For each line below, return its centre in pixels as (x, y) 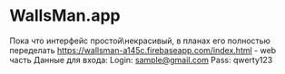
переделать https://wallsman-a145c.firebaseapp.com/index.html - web (143, 50)
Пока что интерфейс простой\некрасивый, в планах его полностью (140, 41)
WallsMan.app (65, 16)
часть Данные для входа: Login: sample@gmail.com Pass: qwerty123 (141, 60)
